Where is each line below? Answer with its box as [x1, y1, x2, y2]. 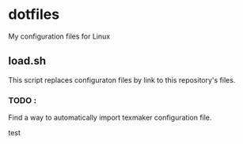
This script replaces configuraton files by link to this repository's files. [8, 75, 236, 84]
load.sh [8, 54, 47, 68]
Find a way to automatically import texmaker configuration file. [8, 113, 212, 123]
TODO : [8, 94, 37, 105]
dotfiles [8, 6, 60, 24]
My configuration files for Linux [8, 31, 111, 41]
